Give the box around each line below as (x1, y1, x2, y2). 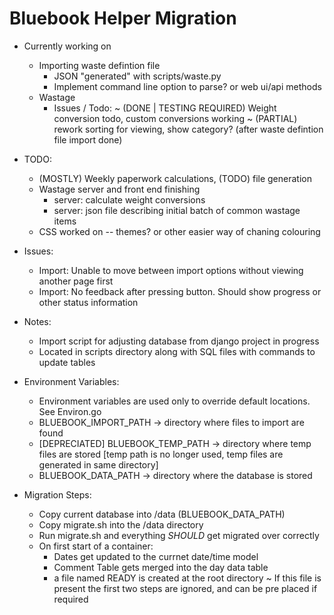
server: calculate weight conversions (53, 193, 206, 206)
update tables (38, 356, 96, 368)
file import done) (53, 133, 123, 146)
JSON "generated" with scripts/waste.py (53, 70, 222, 82)
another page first (38, 275, 114, 287)
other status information (38, 296, 139, 308)
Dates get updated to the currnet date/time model (53, 550, 259, 562)
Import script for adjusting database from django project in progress (38, 335, 320, 347)
